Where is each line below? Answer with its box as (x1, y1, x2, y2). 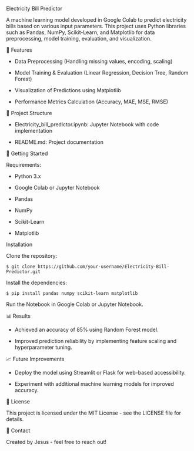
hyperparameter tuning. (14, 344, 72, 351)
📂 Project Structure (6, 110, 52, 116)
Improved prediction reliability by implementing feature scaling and (14, 338, 177, 344)
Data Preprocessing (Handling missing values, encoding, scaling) (14, 58, 173, 65)
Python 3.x (14, 173, 41, 180)
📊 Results (6, 312, 31, 319)
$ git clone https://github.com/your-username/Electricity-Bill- (6, 264, 169, 270)
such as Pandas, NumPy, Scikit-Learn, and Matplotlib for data (6, 29, 155, 36)
